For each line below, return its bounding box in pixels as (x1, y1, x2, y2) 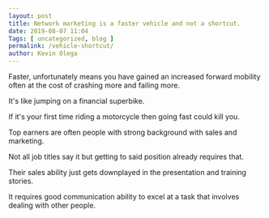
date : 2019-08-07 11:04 (8, 27, 89, 35)
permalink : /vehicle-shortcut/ (8, 42, 114, 50)
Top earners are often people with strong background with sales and (8, 127, 237, 137)
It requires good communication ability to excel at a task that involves (8, 192, 240, 201)
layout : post (8, 11, 53, 20)
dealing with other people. (8, 200, 96, 210)
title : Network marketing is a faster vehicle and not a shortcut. (8, 19, 241, 28)
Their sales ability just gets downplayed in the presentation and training (8, 168, 247, 177)
